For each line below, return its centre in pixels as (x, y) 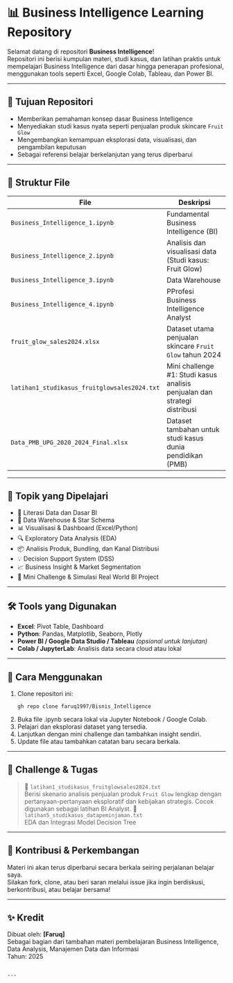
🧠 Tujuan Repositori (50, 102)
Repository (40, 32)
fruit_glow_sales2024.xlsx (55, 341)
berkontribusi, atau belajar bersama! (59, 889)
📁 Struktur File (39, 183)
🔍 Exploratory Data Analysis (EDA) (67, 538)
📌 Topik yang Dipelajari (58, 496)
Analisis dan (186, 242)
